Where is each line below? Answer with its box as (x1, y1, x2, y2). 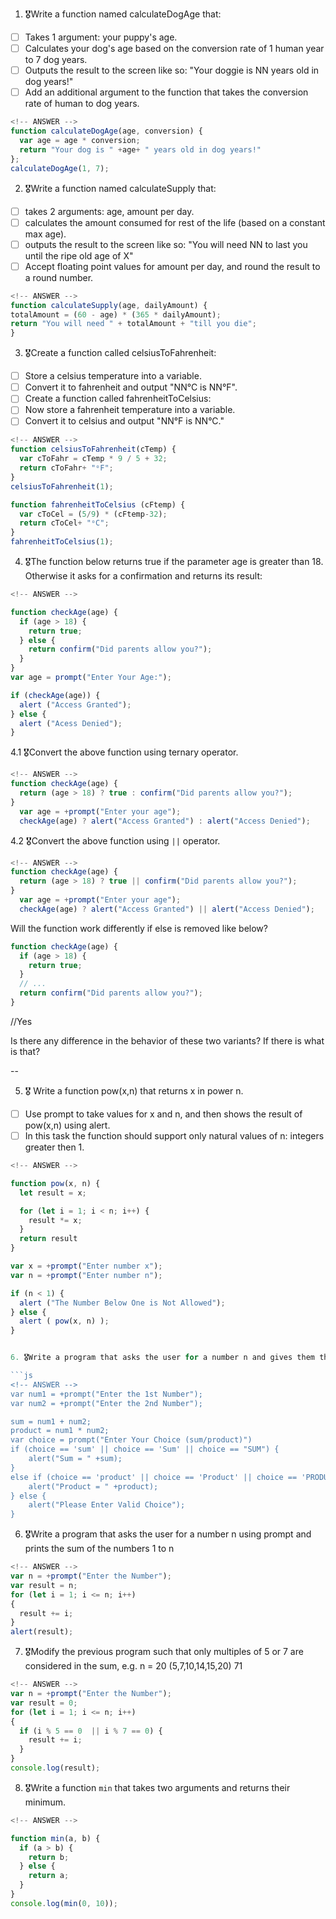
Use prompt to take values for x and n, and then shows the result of (24, 1108, 303, 1120)
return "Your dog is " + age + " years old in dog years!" (19, 144, 262, 155)
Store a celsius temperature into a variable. (24, 370, 202, 382)
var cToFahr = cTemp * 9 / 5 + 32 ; (19, 454, 168, 464)
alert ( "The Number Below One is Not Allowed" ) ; (19, 1298, 226, 1308)
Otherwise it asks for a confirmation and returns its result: (24, 570, 263, 582)
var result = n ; (10, 1580, 78, 1590)
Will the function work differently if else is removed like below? (10, 922, 268, 934)
